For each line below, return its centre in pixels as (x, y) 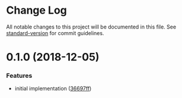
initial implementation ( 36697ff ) (53, 88)
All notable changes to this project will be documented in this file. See (91, 27)
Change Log (36, 10)
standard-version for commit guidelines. (55, 33)
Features (19, 76)
